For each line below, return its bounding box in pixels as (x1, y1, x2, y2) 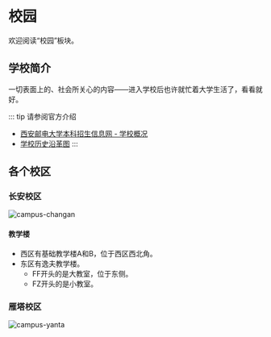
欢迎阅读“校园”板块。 (8, 35, 79, 45)
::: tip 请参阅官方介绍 (8, 111, 77, 121)
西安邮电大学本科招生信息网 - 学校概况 (19, 128, 148, 138)
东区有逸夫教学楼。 (19, 259, 85, 268)
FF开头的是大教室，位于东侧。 (31, 268, 133, 278)
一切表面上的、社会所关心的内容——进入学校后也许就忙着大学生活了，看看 (8, 84, 256, 94)
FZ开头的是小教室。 (31, 279, 98, 289)
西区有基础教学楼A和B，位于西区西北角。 (19, 248, 157, 258)
